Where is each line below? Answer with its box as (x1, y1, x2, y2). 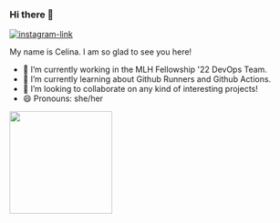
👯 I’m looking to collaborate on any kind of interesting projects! (22, 84, 258, 95)
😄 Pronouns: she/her (22, 93, 103, 104)
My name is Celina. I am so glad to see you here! (9, 46, 192, 57)
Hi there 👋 (9, 8, 55, 21)
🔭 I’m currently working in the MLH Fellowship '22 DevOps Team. (22, 64, 267, 76)
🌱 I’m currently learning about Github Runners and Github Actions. (22, 74, 272, 85)
